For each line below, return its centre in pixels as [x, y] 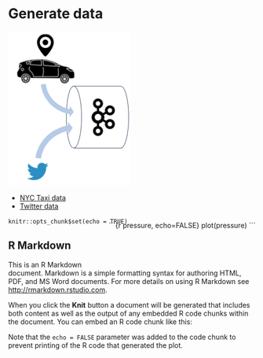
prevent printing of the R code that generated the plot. [95, 345]
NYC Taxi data [43, 197]
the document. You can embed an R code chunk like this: [100, 321]
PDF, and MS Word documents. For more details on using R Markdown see [129, 281]
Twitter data [39, 206]
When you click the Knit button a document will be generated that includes [129, 304]
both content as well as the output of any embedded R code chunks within [128, 313]
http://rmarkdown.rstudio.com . [58, 290]
